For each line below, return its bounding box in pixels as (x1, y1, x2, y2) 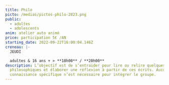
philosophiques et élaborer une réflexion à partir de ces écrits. (10, 67, 154, 72)
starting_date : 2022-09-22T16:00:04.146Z (5, 40, 94, 45)
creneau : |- (5, 44, 30, 49)
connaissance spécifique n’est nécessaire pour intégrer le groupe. (10, 72, 156, 77)
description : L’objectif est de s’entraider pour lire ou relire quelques (5, 63, 165, 68)
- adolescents (10, 26, 39, 31)
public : (5, 16, 22, 21)
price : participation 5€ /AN (5, 35, 66, 40)
